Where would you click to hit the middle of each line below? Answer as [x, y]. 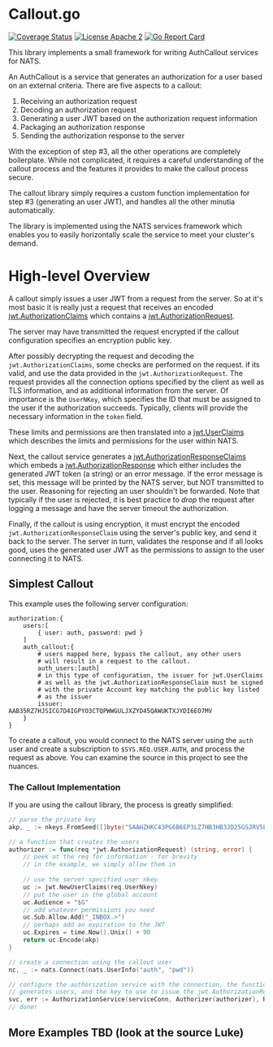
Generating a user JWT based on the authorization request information [139, 118]
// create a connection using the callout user [91, 962]
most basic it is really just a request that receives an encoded [111, 307]
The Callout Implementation [65, 787]
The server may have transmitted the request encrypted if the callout [124, 331]
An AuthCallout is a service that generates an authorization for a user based [135, 76]
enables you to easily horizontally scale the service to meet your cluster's [131, 234]
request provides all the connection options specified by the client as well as [136, 382]
